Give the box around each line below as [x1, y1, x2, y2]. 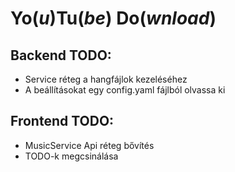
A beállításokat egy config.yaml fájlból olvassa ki [24, 84, 226, 96]
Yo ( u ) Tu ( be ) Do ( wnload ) [10, 7, 217, 30]
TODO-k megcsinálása [24, 150, 119, 162]
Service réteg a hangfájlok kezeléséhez [24, 73, 188, 85]
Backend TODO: [10, 47, 112, 64]
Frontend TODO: [10, 113, 115, 130]
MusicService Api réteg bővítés [24, 139, 155, 151]
